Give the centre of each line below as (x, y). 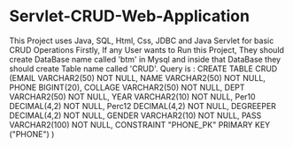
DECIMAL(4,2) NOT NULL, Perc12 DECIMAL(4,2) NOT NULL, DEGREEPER (143, 106)
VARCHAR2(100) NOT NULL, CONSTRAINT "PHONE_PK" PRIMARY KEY (140, 124)
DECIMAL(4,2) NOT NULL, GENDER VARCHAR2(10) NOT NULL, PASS (135, 115)
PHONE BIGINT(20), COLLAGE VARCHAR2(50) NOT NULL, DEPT (127, 87)
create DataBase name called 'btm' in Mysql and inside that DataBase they (145, 59)
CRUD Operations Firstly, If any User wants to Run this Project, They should (147, 49)
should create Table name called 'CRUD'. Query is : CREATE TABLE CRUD (143, 69)
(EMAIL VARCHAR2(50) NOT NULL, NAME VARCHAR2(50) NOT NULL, (137, 77)
